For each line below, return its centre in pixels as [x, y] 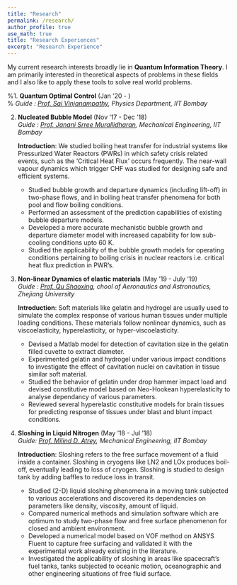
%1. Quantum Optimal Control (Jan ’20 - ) [69, 96]
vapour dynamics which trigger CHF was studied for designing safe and [122, 168]
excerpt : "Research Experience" [55, 47]
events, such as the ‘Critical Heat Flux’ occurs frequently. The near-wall [122, 161]
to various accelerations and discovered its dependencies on [117, 498]
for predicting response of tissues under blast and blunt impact [120, 412]
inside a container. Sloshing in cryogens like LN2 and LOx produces [116, 462]
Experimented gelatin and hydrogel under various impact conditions [127, 359]
